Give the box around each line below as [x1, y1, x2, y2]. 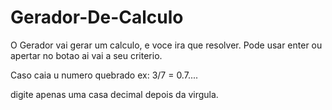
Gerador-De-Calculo [10, 6, 184, 29]
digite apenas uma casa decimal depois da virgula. [10, 88, 219, 100]
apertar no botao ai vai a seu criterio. [10, 49, 163, 61]
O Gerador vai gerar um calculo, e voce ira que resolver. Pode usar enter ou [10, 39, 323, 51]
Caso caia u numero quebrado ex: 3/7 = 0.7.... [10, 69, 199, 81]
